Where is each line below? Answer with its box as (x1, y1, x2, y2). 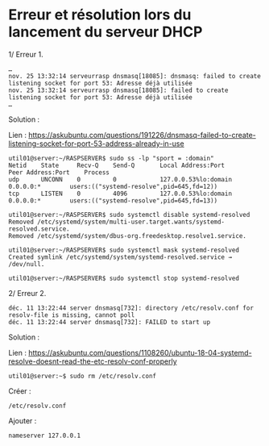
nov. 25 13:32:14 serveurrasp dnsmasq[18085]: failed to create (8, 86, 229, 94)
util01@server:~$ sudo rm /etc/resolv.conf (8, 372, 157, 380)
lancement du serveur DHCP (8, 23, 203, 41)
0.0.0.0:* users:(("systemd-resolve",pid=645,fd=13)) (8, 196, 218, 205)
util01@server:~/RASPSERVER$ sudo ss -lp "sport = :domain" (8, 154, 215, 162)
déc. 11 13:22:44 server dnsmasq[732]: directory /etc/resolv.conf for (8, 304, 254, 312)
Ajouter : (8, 415, 37, 425)
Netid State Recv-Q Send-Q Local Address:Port (8, 161, 226, 169)
